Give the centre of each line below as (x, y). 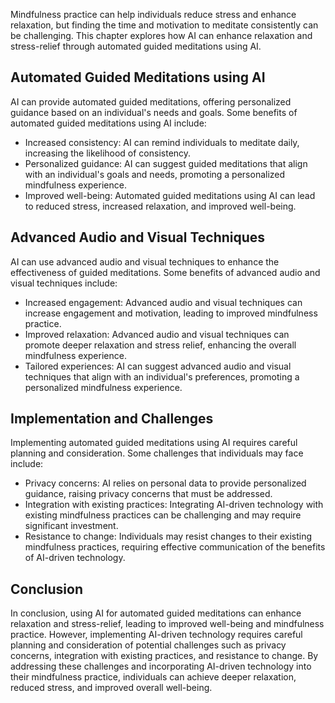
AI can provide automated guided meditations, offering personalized (151, 101)
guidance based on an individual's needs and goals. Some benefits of (154, 112)
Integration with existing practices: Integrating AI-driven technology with (174, 505)
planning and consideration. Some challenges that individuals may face (157, 453)
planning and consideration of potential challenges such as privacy (148, 645)
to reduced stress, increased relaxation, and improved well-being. (160, 206)
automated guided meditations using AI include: (108, 123)
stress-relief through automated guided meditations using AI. (136, 46)
